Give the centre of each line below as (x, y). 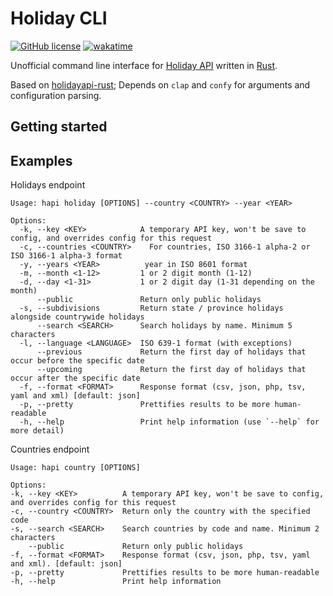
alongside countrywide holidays (77, 317)
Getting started (59, 127)
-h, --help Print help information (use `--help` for (169, 422)
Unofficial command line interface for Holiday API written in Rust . (144, 65)
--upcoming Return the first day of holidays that (171, 370)
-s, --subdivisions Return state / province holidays (151, 308)
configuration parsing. (56, 95)
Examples (41, 160)
